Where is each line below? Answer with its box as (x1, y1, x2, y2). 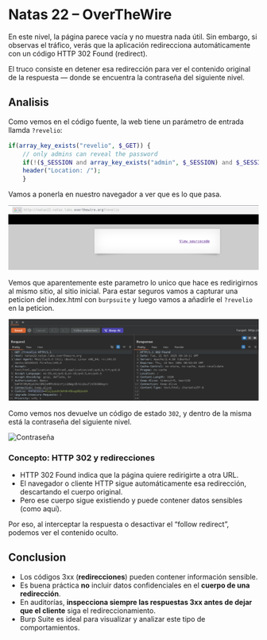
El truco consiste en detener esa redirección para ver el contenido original (8, 64, 251, 73)
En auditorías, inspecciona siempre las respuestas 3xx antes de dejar (19, 597, 253, 607)
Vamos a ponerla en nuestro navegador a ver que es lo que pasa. (8, 189, 222, 200)
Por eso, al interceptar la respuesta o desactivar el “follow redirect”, (8, 519, 230, 529)
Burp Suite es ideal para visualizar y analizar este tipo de (19, 614, 206, 623)
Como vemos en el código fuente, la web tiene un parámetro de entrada (8, 117, 244, 126)
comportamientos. (19, 623, 80, 632)
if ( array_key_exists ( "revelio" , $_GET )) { (8, 142, 151, 149)
